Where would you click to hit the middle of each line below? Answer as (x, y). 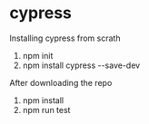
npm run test (46, 110)
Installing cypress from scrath (65, 38)
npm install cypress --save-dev (81, 65)
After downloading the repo (61, 82)
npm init (38, 55)
